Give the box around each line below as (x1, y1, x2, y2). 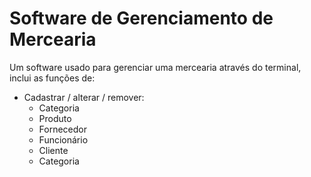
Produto (38, 112, 72, 124)
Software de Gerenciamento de (9, 7, 274, 30)
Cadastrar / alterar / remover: (23, 91, 145, 103)
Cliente (38, 144, 69, 156)
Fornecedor (38, 123, 88, 135)
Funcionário (38, 133, 89, 146)
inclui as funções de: (9, 72, 96, 84)
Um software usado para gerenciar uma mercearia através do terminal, (9, 61, 302, 73)
